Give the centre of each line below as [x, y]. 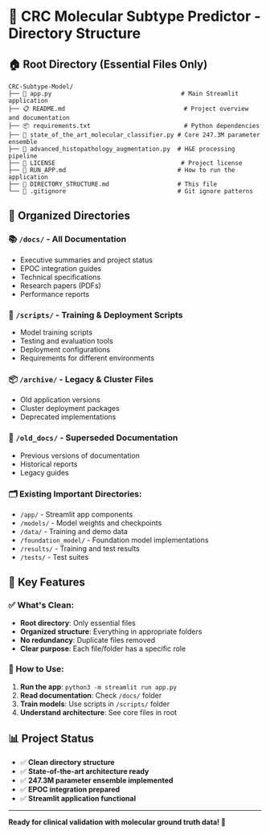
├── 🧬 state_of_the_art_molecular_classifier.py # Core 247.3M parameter [135, 135]
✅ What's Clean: [41, 605]
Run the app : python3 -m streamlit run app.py [98, 686]
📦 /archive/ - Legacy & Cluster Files [81, 379]
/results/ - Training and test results [80, 548]
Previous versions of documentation [80, 455]
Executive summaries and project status [86, 260]
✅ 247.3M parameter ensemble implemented [96, 780]
